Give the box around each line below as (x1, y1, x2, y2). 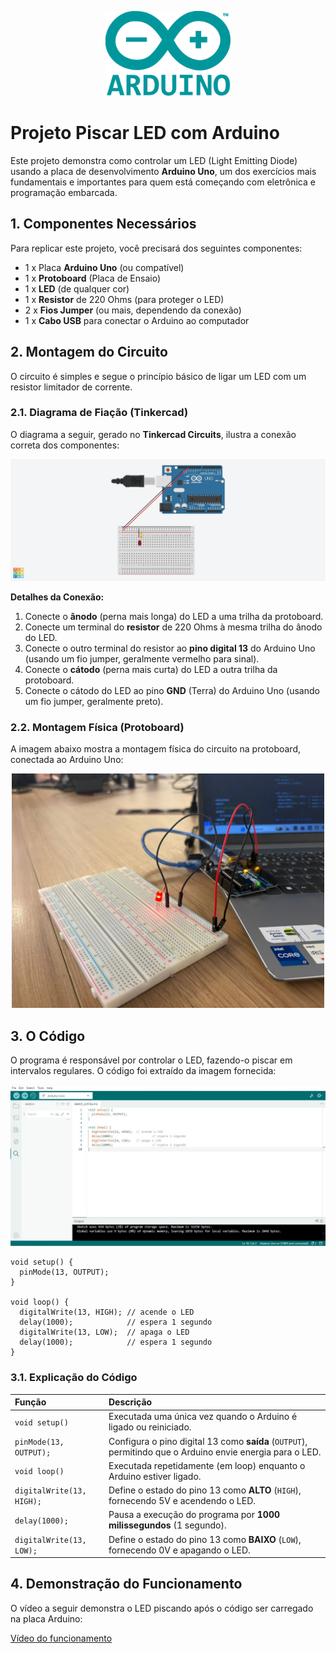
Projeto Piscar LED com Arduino (10, 122, 280, 145)
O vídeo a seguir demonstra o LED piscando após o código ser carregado (10, 1602, 314, 1614)
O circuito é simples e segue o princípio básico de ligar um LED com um (10, 370, 307, 382)
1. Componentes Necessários (10, 216, 197, 233)
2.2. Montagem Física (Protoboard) (10, 721, 185, 735)
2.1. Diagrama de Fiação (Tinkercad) (10, 406, 189, 420)
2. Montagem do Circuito (10, 344, 168, 361)
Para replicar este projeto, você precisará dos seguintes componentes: (10, 242, 303, 254)
